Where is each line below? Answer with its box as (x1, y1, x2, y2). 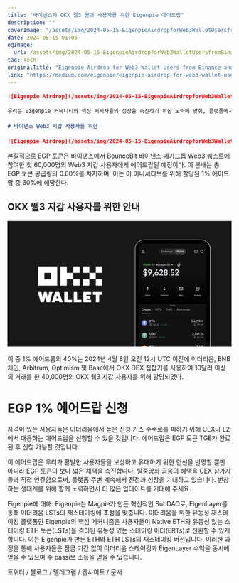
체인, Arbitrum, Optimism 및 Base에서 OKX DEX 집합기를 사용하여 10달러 (7, 363, 213, 373)
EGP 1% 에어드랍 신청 (7, 400, 129, 416)
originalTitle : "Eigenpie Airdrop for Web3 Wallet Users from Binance (7, 64, 221, 71)
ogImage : (7, 41, 33, 49)
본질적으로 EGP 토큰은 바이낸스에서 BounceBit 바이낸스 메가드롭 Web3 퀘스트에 (7, 151, 230, 160)
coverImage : (7, 26, 43, 33)
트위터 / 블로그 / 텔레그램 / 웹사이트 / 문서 (7, 568, 122, 577)
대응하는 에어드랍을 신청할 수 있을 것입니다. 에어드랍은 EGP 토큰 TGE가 (20, 434, 218, 442)
